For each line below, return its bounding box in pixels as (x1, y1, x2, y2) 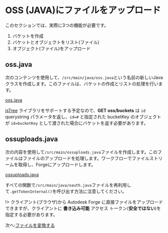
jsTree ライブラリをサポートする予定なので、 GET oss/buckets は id (5, 107, 146, 113)
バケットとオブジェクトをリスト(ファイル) (12, 39, 100, 45)
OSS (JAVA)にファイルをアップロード (5, 5, 161, 16)
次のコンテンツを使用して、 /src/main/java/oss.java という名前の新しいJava (5, 74, 163, 81)
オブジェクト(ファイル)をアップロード (12, 45, 91, 51)
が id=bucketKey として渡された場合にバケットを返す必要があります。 (5, 120, 148, 126)
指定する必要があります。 (5, 211, 58, 217)
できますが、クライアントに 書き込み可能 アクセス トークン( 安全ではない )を (5, 205, 161, 211)
